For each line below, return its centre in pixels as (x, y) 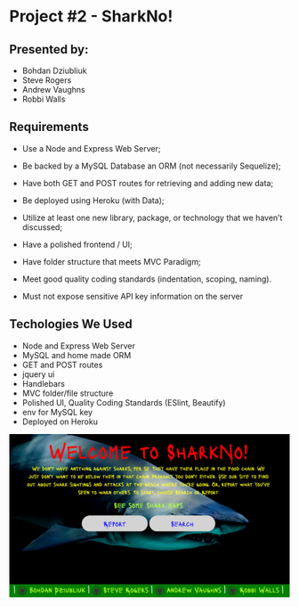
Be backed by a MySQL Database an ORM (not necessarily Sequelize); (151, 166)
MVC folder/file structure (68, 393)
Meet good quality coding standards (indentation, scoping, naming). (147, 279)
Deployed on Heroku (60, 422)
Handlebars (43, 383)
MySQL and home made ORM (77, 355)
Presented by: (49, 49)
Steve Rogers (47, 80)
